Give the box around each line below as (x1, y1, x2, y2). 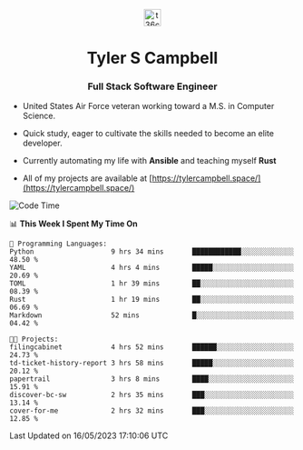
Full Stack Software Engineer (87, 80, 218, 93)
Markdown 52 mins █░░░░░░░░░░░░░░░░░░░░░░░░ (9, 311, 295, 320)
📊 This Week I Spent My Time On (9, 218, 138, 229)
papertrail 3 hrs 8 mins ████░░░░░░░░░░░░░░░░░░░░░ (9, 375, 295, 384)
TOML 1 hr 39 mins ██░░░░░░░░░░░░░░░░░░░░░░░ (9, 279, 295, 288)
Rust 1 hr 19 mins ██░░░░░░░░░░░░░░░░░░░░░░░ (9, 295, 295, 305)
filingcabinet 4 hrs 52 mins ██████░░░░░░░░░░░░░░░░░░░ (9, 343, 295, 352)
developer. (22, 137, 63, 149)
